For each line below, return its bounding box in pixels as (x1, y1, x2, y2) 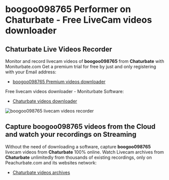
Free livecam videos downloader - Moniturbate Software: (5, 88, 124, 94)
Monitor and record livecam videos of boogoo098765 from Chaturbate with (5, 58, 164, 64)
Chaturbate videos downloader (12, 98, 77, 104)
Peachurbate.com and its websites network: (5, 159, 97, 165)
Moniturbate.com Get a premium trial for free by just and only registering (5, 64, 156, 69)
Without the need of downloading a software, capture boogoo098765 (5, 143, 151, 149)
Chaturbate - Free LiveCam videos (5, 14, 152, 26)
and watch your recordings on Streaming (5, 130, 137, 139)
